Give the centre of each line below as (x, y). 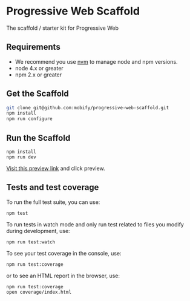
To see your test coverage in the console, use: (64, 253)
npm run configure (29, 119)
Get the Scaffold (38, 94)
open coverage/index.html (39, 292)
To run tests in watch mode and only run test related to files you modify (95, 224)
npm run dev (21, 157)
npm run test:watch (31, 242)
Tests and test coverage (53, 187)
